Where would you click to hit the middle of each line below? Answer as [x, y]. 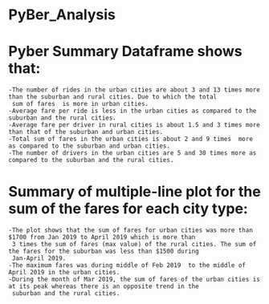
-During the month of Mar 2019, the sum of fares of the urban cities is [134, 280]
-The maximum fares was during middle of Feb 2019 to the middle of [127, 265]
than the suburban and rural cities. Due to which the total [113, 97]
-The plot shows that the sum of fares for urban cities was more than [130, 230]
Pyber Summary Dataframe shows [125, 52]
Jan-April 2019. [39, 258]
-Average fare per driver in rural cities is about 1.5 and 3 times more [134, 125]
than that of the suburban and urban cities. [86, 132]
